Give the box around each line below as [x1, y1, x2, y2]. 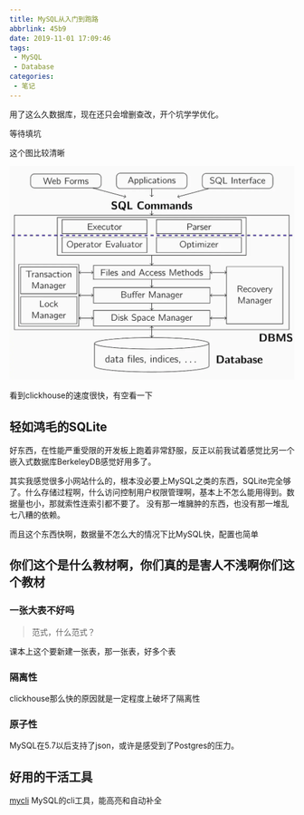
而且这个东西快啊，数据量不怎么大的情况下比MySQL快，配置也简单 [9, 529, 260, 539]
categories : [9, 73, 54, 82]
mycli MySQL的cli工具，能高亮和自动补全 [9, 795, 163, 806]
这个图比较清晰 [9, 147, 65, 158]
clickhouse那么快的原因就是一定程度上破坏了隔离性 [9, 694, 201, 704]
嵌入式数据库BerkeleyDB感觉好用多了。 [9, 456, 157, 467]
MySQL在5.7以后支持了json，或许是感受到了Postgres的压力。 [9, 740, 240, 752]
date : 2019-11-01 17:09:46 [9, 34, 111, 43]
